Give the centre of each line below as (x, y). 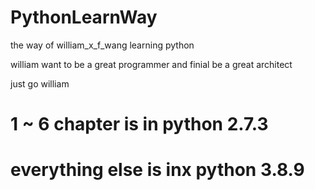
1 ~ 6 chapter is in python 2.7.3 (139, 124)
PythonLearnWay (84, 17)
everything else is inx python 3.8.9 (157, 170)
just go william (40, 83)
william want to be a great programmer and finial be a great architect (151, 64)
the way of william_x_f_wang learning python (102, 45)
